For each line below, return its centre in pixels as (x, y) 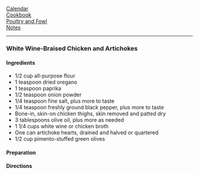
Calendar (17, 9)
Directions (19, 166)
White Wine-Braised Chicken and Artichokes (72, 48)
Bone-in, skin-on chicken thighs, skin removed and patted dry (90, 114)
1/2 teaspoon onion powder (48, 95)
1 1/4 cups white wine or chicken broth (62, 126)
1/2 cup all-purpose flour (45, 76)
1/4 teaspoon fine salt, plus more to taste (65, 101)
